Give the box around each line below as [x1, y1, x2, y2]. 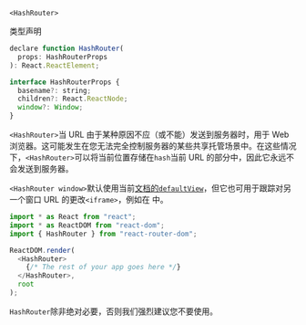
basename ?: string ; [17, 86, 92, 95]
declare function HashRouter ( [9, 44, 125, 53]
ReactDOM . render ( [9, 246, 76, 255]
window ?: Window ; [17, 103, 84, 112]
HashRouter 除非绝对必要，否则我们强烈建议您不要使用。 [9, 306, 219, 317]
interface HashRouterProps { [9, 78, 120, 87]
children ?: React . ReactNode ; [17, 94, 128, 104]
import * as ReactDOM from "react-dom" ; [9, 220, 166, 230]
